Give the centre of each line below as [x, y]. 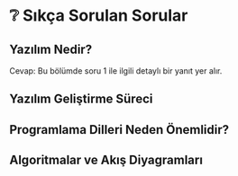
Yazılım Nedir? [51, 49]
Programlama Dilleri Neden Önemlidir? [119, 130]
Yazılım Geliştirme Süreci [81, 99]
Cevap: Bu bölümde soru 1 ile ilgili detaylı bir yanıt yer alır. [116, 71]
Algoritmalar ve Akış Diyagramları [106, 160]
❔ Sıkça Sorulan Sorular [99, 16]
